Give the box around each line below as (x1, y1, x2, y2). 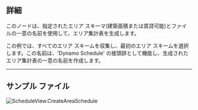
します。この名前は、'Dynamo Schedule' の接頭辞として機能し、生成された (6, 49, 189, 56)
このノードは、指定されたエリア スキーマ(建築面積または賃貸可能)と (6, 22, 172, 29)
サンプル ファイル (6, 81, 70, 91)
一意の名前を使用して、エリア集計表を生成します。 (16, 29, 140, 36)
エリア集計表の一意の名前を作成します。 (6, 56, 104, 64)
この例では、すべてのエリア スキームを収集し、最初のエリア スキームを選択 (6, 42, 189, 49)
